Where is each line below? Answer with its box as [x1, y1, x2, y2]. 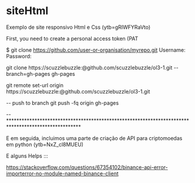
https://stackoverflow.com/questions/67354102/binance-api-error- [6, 164, 169, 171]
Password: [6, 52, 32, 59]
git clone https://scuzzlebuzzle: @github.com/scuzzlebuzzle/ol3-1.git [6, 64, 173, 71]
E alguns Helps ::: [6, 152, 49, 159]
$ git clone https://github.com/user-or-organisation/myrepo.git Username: [6, 46, 186, 54]
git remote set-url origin [6, 81, 63, 89]
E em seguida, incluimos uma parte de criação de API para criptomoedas [6, 134, 183, 142]
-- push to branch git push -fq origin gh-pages [6, 99, 119, 107]
